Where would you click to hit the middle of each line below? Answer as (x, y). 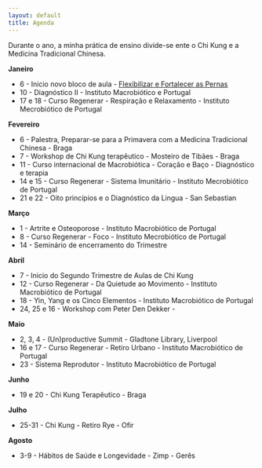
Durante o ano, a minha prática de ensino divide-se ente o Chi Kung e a (124, 45)
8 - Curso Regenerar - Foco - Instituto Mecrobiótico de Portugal (122, 236)
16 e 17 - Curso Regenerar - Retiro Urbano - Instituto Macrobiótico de (131, 347)
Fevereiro (24, 124)
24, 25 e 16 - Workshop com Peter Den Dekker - (97, 309)
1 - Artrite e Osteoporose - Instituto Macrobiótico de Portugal (118, 228)
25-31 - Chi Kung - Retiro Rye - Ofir (76, 425)
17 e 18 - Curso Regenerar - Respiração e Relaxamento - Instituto (124, 101)
